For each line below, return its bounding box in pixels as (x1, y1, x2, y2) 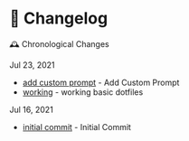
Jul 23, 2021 (9, 59, 56, 70)
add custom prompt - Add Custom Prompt (22, 77, 180, 88)
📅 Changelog (9, 8, 109, 29)
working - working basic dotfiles (22, 86, 144, 98)
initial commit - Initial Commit (22, 121, 131, 132)
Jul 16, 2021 (9, 104, 54, 115)
